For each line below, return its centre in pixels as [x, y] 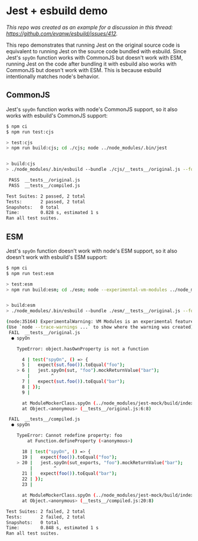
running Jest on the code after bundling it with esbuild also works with [91, 64]
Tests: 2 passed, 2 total [46, 202]
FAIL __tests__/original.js [44, 332]
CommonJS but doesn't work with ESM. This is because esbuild [84, 70]
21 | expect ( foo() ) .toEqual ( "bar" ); [69, 474]
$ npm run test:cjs [30, 132]
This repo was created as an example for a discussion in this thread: [90, 27]
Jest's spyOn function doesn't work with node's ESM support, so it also [92, 251]
